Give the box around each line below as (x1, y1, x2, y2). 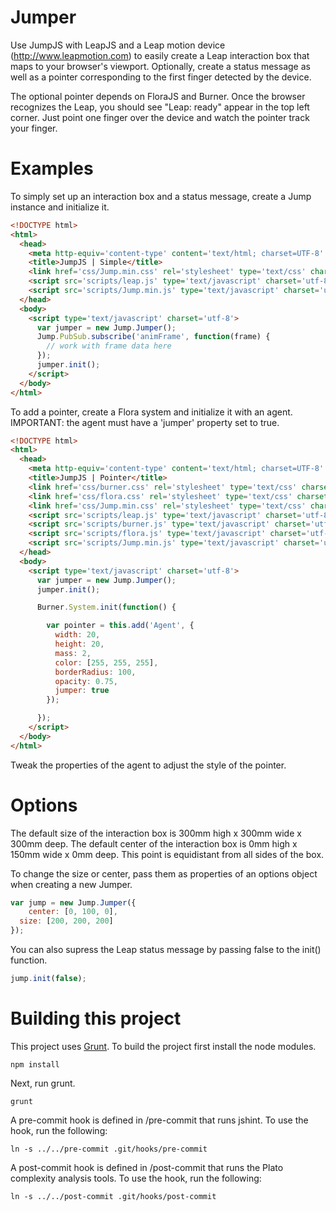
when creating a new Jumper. (10, 878, 133, 890)
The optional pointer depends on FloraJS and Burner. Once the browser (10, 90, 306, 102)
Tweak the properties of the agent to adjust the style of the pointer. (10, 759, 287, 771)
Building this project (10, 1007, 182, 1030)
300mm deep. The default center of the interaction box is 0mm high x (10, 837, 298, 850)
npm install (10, 1059, 60, 1070)
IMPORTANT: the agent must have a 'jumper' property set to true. (10, 416, 280, 428)
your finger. (10, 122, 58, 134)
